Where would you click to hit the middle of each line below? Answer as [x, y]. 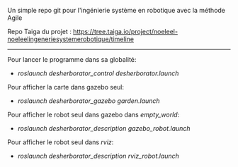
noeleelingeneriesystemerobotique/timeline [71, 39]
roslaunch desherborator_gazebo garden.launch [89, 101]
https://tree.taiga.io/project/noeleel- [126, 32]
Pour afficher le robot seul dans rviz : [61, 142]
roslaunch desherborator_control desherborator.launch [98, 73]
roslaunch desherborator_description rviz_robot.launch [98, 156]
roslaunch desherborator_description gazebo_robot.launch [104, 128]
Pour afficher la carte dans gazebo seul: [66, 87]
